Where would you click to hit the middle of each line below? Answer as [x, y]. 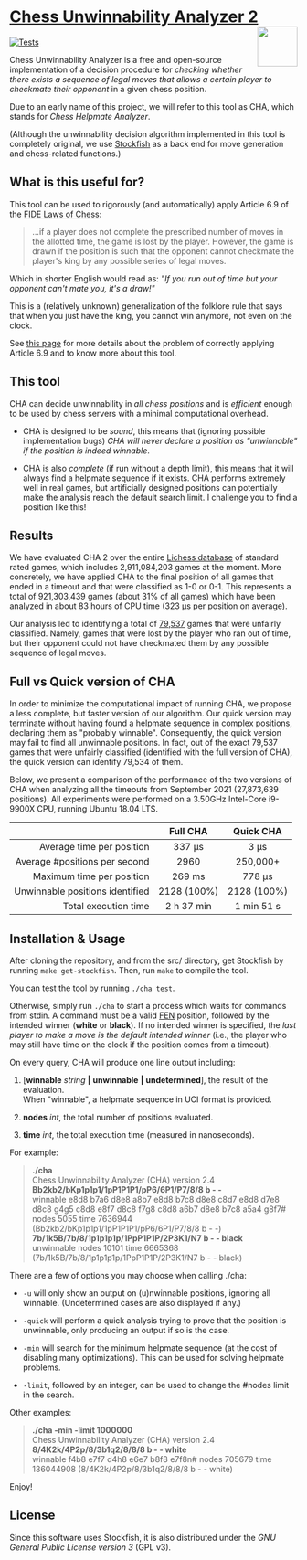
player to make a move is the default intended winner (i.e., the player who [148, 1035]
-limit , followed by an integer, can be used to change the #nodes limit [156, 1385]
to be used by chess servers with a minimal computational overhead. [139, 413]
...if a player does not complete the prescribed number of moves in [158, 231]
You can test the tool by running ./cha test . [92, 988]
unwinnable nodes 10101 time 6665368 [105, 1248]
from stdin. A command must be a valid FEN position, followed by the [139, 1015]
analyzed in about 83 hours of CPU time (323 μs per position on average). [148, 606]
